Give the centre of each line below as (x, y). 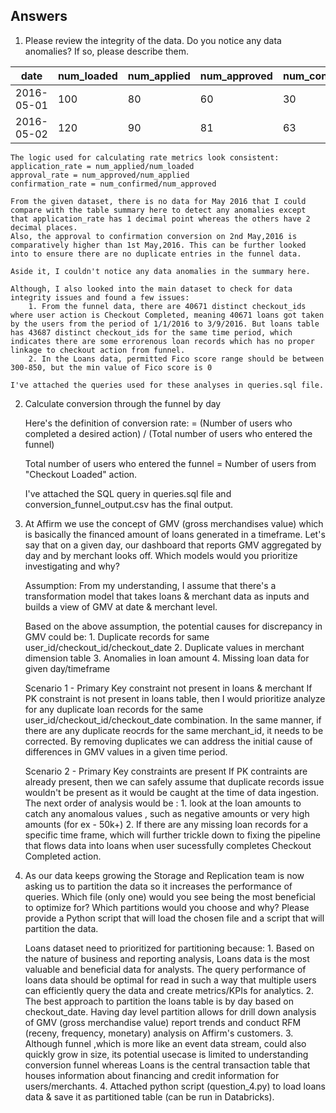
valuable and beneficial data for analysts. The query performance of (165, 969)
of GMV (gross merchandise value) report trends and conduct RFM (163, 1022)
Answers (39, 16)
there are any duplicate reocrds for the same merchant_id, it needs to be (174, 730)
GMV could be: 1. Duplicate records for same (117, 636)
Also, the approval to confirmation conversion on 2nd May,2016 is (154, 236)
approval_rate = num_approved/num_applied (100, 175)
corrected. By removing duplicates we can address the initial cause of (168, 741)
